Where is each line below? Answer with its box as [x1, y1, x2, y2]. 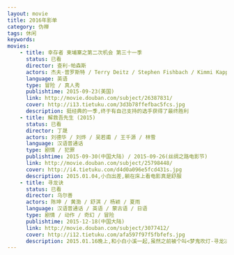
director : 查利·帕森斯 [25, 62, 87, 69]
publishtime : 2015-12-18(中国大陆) [25, 218, 125, 225]
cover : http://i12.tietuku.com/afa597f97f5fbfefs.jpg [25, 231, 186, 238]
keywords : [7, 36, 36, 43]
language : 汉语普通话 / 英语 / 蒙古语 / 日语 [25, 205, 148, 212]
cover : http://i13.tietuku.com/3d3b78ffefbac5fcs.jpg [25, 101, 186, 108]
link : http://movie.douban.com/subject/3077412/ [25, 224, 170, 231]
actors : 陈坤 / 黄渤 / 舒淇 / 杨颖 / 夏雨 [25, 198, 141, 206]
